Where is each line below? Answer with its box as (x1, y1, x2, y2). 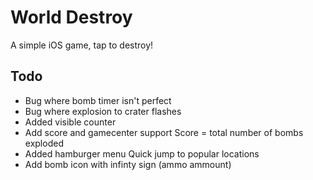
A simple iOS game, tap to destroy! (10, 39, 154, 51)
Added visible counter (24, 116, 117, 128)
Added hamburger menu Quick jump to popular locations (24, 147, 260, 160)
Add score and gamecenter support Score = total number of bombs (24, 126, 304, 138)
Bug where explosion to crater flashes (24, 105, 182, 117)
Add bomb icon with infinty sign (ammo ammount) (24, 158, 232, 170)
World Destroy (10, 6, 133, 29)
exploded (24, 137, 64, 149)
